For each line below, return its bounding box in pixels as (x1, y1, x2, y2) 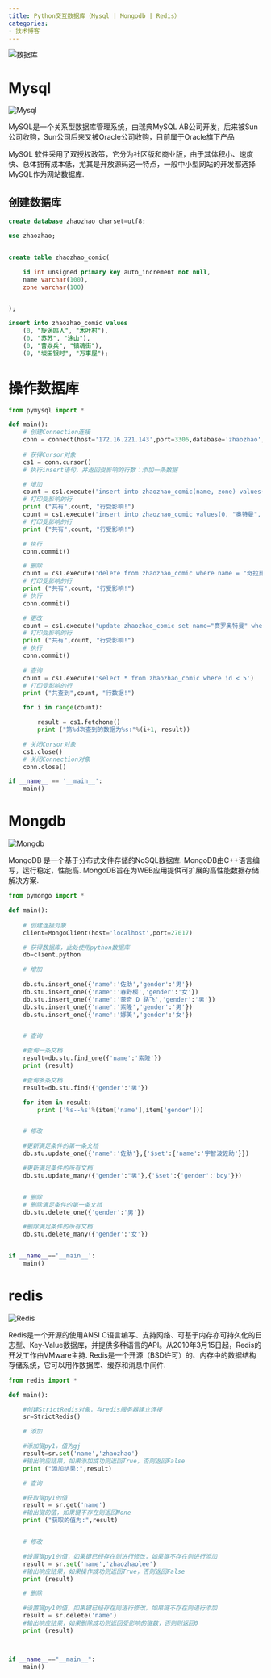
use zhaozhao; (8, 232, 56, 240)
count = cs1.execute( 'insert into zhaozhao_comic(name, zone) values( (23, 487, 265, 496)
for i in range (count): (23, 704, 103, 712)
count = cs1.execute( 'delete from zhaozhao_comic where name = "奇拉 (23, 570, 260, 578)
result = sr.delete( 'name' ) (23, 1612, 117, 1620)
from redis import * (8, 1376, 78, 1384)
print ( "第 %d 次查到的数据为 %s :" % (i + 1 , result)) (37, 726, 191, 734)
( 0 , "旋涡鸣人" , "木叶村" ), (23, 327, 109, 335)
